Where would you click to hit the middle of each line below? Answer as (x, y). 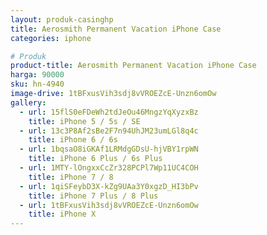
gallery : (28, 102)
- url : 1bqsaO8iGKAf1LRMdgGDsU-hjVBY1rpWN (109, 149)
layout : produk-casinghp (62, 19)
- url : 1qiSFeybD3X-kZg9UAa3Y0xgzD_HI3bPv (109, 186)
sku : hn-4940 (37, 84)
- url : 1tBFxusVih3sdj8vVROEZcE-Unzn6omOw (109, 205)
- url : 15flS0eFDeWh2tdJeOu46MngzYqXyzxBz (109, 112)
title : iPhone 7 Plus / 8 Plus (93, 196)
